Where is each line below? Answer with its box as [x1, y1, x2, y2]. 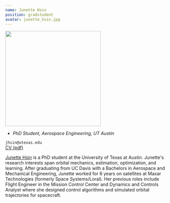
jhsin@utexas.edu [5, 140, 42, 145]
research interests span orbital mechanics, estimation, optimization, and [5, 160, 156, 166]
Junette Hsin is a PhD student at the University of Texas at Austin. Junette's [5, 154, 164, 160]
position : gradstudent [5, 12, 53, 17]
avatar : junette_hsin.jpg [5, 17, 60, 22]
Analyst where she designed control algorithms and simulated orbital [5, 187, 150, 193]
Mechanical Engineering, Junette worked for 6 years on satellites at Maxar [5, 171, 161, 177]
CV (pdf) [5, 145, 24, 151]
